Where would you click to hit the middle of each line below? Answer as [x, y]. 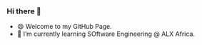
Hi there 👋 [24, 11]
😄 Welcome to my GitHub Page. [64, 27]
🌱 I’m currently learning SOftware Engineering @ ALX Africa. [106, 34]
